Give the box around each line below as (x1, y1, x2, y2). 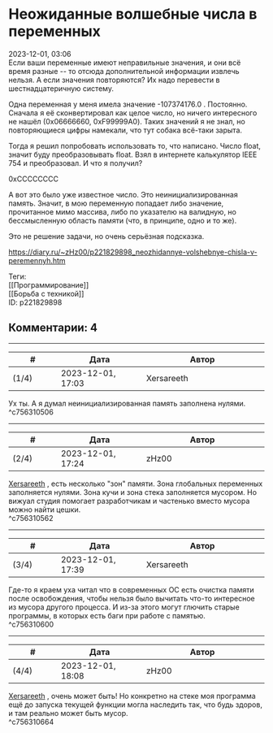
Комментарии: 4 (8, 321, 98, 335)
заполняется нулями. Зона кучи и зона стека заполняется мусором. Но (8, 487, 258, 497)
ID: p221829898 (8, 297, 63, 307)
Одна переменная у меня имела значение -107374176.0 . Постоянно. (8, 99, 248, 109)
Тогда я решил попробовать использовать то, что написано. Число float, (8, 141, 262, 150)
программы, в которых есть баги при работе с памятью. (8, 610, 206, 620)
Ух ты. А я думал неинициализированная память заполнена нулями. (8, 398, 246, 408)
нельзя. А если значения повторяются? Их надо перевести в (8, 75, 220, 85)
